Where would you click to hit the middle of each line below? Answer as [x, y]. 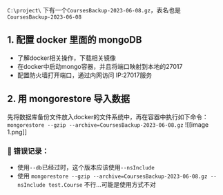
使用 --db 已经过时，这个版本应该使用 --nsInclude [86, 167]
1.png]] [17, 132]
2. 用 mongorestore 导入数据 [69, 99]
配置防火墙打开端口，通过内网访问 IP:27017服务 [85, 75]
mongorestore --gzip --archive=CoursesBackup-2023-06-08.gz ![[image [108, 124]
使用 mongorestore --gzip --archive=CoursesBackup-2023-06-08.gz [112, 176]
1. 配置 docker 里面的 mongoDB [75, 40]
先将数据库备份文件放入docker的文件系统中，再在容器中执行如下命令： [108, 116]
